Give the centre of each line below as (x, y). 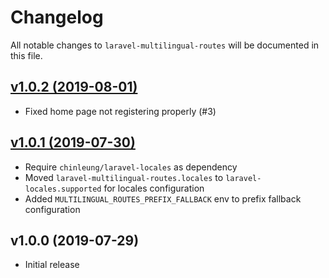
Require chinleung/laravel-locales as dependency (131, 167)
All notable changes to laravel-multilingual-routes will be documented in (165, 45)
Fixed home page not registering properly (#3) (120, 111)
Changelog (57, 17)
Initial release (52, 265)
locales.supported (63, 189)
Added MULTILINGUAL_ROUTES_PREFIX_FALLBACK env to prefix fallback (163, 198)
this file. (26, 55)
